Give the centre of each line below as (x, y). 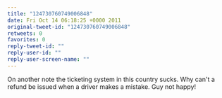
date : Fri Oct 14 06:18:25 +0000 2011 (64, 20)
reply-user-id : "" (34, 53)
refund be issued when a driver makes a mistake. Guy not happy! (101, 86)
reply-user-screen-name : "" (49, 59)
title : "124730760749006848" (50, 14)
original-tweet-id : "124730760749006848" (69, 27)
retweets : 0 (25, 33)
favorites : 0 (26, 40)
